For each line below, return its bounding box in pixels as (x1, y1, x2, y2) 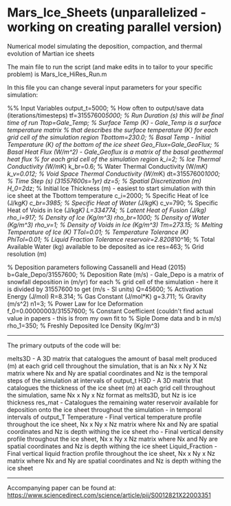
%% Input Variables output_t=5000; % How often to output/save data (7, 104, 204, 112)
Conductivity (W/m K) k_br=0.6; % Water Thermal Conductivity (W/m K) (7, 162, 208, 170)
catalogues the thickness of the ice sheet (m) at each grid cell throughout (7, 383, 215, 392)
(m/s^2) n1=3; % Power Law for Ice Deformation (7, 299, 143, 308)
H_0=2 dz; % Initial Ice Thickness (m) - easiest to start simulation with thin (7, 184, 216, 192)
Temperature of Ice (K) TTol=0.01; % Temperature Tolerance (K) (7, 228, 189, 236)
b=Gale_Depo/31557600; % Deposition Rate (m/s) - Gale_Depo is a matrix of (7, 270, 224, 279)
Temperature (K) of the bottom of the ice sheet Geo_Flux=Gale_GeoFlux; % (7, 140, 220, 148)
